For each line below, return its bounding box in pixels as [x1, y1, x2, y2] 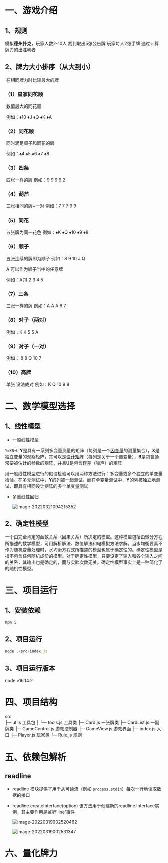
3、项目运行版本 [5, 664, 56, 672]
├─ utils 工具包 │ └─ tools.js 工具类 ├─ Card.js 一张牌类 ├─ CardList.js [5, 719, 150, 725]
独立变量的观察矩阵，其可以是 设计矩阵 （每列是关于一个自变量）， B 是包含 [5, 453, 155, 460]
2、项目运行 [5, 635, 42, 643]
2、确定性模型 [5, 519, 49, 528]
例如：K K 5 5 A [6, 329, 39, 335]
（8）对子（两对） [5, 316, 50, 323]
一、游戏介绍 [5, 5, 58, 16]
